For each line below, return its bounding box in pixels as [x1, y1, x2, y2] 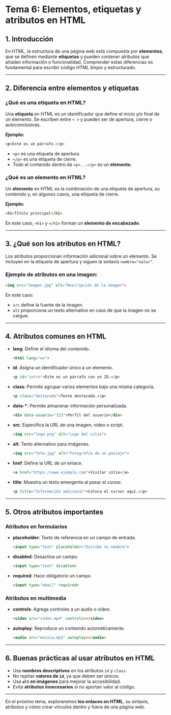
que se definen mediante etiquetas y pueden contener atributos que [5, 53, 149, 60]
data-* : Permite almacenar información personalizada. [12, 403, 128, 409]
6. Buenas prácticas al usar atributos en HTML [5, 654, 155, 663]
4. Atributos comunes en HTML [5, 332, 106, 341]
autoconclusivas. [5, 121, 41, 128]
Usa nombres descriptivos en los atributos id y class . [12, 667, 127, 673]
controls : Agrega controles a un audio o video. [12, 606, 111, 612]
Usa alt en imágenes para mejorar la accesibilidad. [12, 678, 121, 684]
